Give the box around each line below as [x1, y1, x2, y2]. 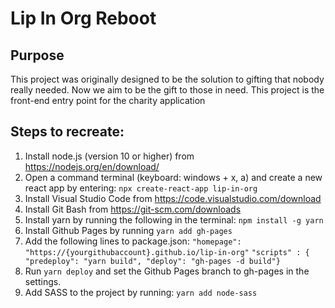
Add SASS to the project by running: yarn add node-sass [24, 286, 258, 298]
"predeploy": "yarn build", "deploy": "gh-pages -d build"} [24, 256, 281, 266]
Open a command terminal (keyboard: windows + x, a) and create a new [24, 171, 323, 183]
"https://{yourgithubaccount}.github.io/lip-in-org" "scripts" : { [24, 247, 310, 257]
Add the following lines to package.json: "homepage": [24, 235, 242, 247]
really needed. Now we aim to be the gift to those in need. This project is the [10, 84, 325, 96]
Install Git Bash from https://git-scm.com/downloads [24, 203, 242, 215]
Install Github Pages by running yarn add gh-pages [24, 224, 233, 236]
